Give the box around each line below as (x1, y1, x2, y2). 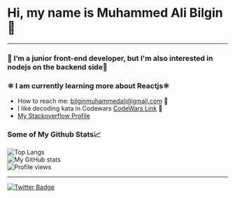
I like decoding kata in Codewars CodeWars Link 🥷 (17, 104, 163, 113)
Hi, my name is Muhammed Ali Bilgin (7, 5, 224, 21)
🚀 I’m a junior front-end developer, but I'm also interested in (7, 53, 213, 63)
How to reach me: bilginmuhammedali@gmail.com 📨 (17, 97, 169, 106)
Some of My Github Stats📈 (7, 129, 101, 139)
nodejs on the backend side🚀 (7, 62, 108, 71)
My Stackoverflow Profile (17, 112, 91, 120)
